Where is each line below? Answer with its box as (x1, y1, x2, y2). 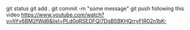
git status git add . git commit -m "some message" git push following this (6, 5, 185, 12)
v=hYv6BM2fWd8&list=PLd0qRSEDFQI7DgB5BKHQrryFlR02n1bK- (6, 18, 167, 24)
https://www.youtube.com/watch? (21, 11, 105, 18)
